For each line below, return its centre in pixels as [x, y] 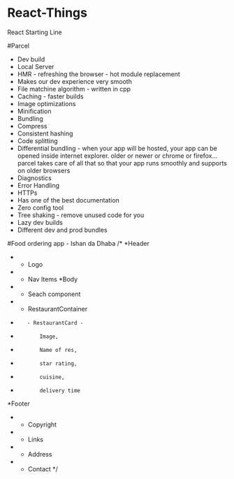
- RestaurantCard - [55, 323]
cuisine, [52, 377]
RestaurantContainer [58, 309]
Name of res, [58, 350]
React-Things [47, 13]
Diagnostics [35, 178]
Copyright [42, 425]
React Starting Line [35, 32]
